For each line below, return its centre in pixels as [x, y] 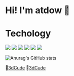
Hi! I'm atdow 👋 [38, 10]
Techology [28, 34]
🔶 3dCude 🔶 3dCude [26, 68]
